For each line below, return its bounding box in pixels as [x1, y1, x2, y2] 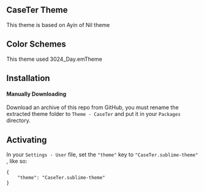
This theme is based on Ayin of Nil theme [6, 21, 110, 28]
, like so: [6, 158, 28, 165]
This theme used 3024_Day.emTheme [6, 55, 102, 63]
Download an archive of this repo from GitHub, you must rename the [6, 104, 179, 111]
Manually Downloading [6, 90, 67, 98]
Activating [6, 134, 47, 145]
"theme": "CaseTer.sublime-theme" [17, 175, 105, 181]
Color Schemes [6, 39, 66, 50]
